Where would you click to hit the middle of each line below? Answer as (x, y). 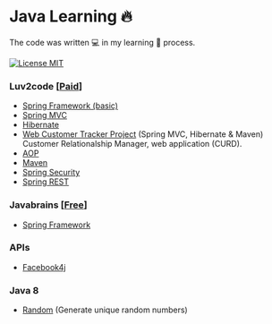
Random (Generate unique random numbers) (105, 310)
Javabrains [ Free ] (48, 205)
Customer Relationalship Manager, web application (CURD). (132, 144)
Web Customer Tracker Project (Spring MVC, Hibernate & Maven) (143, 134)
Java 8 (24, 290)
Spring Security (51, 173)
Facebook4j (44, 267)
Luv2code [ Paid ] (46, 86)
